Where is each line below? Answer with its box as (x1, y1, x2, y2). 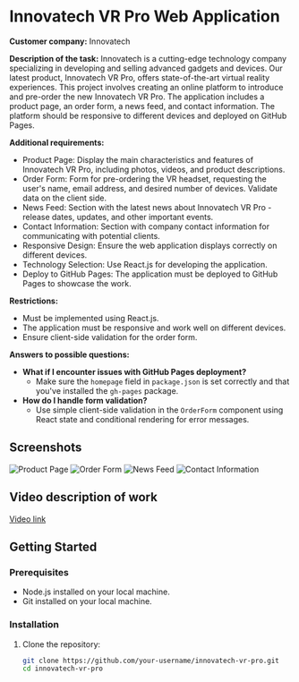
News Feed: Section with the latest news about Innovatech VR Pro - (21, 201, 272, 212)
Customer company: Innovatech (9, 36, 131, 47)
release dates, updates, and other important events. (21, 211, 214, 222)
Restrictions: (9, 295, 58, 306)
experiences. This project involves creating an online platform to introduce (9, 81, 284, 92)
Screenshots (9, 440, 82, 456)
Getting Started (9, 539, 98, 554)
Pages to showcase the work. (21, 277, 132, 288)
